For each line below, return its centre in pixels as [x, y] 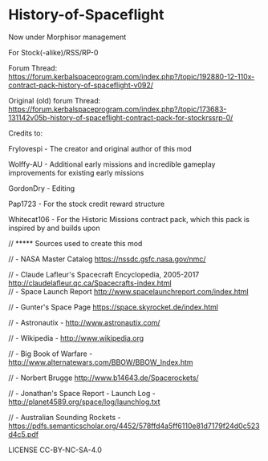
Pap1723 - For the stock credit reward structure [87, 204]
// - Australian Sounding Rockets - [65, 417]
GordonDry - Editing [42, 188]
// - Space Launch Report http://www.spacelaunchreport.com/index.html [128, 291]
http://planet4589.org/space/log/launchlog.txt [84, 402]
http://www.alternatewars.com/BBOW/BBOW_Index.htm [101, 362]
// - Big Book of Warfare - [51, 354]
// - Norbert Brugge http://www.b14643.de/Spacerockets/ [104, 378]
